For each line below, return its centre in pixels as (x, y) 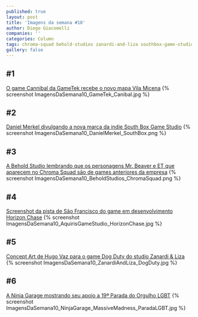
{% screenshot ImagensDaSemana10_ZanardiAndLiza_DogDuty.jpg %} (92, 262)
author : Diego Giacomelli (38, 28)
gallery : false (25, 50)
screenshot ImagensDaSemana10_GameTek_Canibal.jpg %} (78, 94)
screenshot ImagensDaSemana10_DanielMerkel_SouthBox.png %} (86, 133)
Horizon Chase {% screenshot (43, 217)
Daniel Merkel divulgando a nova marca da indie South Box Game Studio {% (98, 127)
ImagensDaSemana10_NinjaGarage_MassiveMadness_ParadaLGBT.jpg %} (96, 308)
